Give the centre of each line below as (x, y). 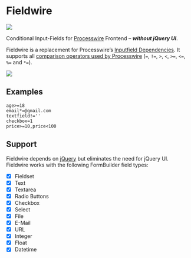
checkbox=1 (19, 121)
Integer (23, 236)
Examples (24, 92)
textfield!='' (24, 116)
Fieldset (24, 176)
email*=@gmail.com (29, 110)
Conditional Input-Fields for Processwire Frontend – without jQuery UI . (92, 38)
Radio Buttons (32, 196)
